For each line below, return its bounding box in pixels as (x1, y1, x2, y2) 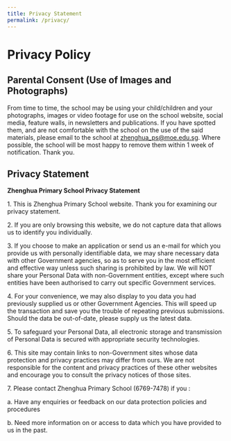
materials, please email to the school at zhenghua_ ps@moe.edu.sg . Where (7, 133, 221, 141)
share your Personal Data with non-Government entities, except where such (7, 271, 224, 280)
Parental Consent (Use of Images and (7, 74, 172, 86)
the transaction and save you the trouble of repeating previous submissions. (7, 307, 225, 315)
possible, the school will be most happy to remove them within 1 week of (7, 141, 214, 149)
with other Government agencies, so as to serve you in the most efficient (7, 257, 215, 265)
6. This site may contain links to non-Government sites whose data (7, 348, 198, 357)
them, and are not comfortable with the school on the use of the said (7, 126, 203, 134)
